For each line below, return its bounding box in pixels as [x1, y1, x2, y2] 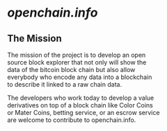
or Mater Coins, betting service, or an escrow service [7, 109, 160, 116]
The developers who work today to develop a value [7, 94, 154, 102]
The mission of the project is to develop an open [7, 51, 146, 59]
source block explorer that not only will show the [7, 58, 147, 67]
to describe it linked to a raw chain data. [7, 80, 122, 88]
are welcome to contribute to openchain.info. [7, 116, 136, 124]
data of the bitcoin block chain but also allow [7, 66, 136, 73]
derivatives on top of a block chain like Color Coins [7, 101, 153, 109]
